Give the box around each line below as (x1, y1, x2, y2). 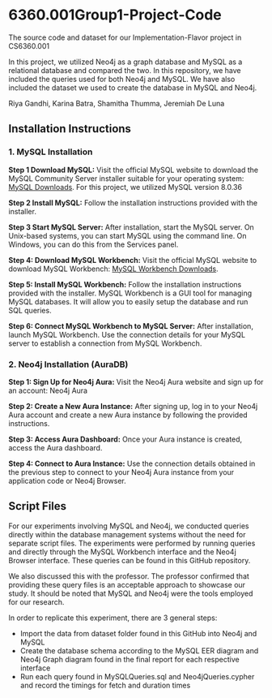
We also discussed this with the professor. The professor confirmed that (8, 571, 249, 581)
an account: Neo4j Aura (8, 386, 87, 395)
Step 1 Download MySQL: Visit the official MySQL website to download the (8, 165, 259, 174)
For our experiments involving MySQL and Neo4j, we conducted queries (8, 521, 249, 531)
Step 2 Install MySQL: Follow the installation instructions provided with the (8, 197, 257, 208)
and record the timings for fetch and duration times (19, 680, 191, 690)
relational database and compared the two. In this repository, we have (8, 65, 241, 75)
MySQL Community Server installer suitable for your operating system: (8, 173, 244, 183)
